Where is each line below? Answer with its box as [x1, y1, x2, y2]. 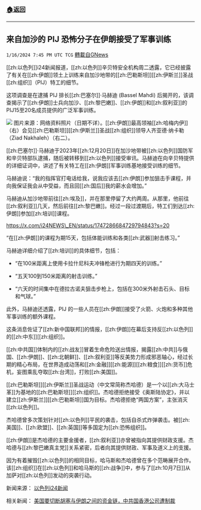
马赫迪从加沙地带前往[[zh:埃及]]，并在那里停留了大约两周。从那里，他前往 [6, 195, 190, 202]
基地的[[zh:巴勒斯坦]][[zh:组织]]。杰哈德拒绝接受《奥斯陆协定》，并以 [20, 388, 190, 396]
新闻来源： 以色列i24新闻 [6, 484, 68, 492]
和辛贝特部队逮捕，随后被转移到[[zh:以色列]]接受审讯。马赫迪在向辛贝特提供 [6, 155, 194, 162]
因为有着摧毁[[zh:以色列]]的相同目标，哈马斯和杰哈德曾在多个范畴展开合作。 [6, 457, 194, 464]
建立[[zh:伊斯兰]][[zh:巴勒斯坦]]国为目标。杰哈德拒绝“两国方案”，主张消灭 [6, 396, 188, 403]
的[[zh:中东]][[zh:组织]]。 [6, 333, 68, 340]
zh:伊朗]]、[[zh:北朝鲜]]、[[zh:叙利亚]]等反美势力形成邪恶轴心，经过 [20, 354, 188, 361]
